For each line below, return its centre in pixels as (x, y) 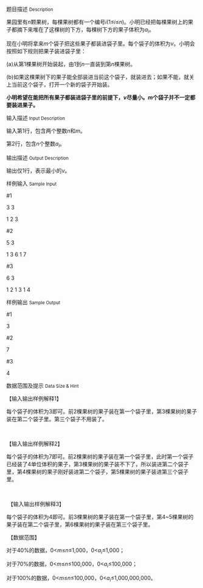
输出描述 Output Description (37, 157)
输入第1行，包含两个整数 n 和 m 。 (46, 130)
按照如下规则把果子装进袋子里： (46, 51)
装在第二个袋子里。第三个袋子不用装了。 (57, 419)
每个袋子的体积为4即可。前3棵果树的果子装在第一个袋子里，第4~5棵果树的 (100, 516)
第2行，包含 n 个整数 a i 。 (36, 144)
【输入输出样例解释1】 (34, 398)
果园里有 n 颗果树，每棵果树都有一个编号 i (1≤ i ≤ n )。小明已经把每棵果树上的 (97, 22)
